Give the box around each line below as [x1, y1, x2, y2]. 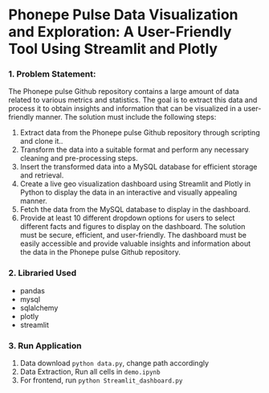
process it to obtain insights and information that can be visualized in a [8, 104, 243, 113]
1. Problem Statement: [8, 68, 96, 80]
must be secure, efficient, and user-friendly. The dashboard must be [19, 231, 247, 240]
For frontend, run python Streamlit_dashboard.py [19, 375, 183, 385]
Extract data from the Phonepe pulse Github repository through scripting [19, 128, 260, 137]
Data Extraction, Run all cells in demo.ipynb [19, 367, 161, 377]
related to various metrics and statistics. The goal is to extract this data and [8, 95, 258, 105]
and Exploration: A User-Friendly [8, 23, 232, 41]
